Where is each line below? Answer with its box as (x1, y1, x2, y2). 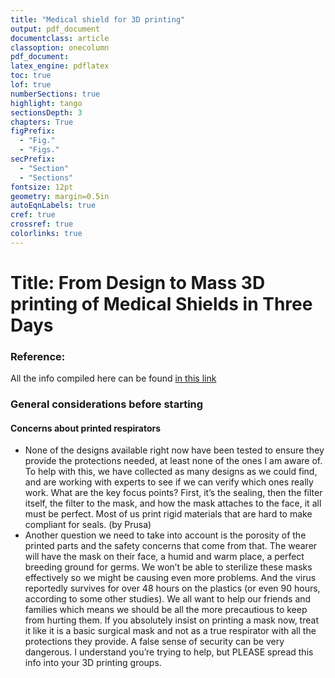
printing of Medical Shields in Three (10, 292, 313, 315)
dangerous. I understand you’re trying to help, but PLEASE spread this (24, 646, 314, 658)
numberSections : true (10, 89, 101, 99)
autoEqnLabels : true (10, 201, 97, 211)
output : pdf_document (10, 24, 101, 34)
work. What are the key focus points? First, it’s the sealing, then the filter (24, 487, 323, 499)
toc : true (10, 71, 52, 81)
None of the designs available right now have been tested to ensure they (24, 444, 325, 456)
